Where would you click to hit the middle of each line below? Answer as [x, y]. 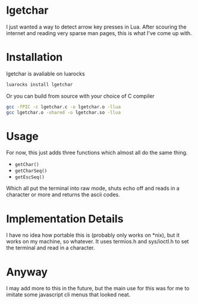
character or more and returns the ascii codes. [63, 195]
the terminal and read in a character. [51, 248]
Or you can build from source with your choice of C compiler [80, 96]
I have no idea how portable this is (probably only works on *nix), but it [93, 235]
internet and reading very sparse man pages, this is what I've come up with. [99, 33]
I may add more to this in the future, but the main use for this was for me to [98, 289]
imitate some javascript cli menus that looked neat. [68, 294]
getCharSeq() [31, 171]
